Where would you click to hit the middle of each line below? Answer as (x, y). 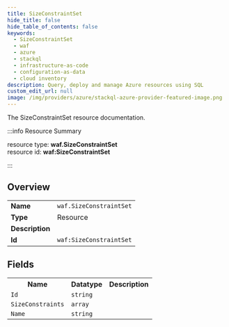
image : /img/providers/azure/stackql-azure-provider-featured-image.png (115, 98)
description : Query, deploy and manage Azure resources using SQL (105, 85)
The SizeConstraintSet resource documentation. (76, 118)
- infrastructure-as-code (51, 65)
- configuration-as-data (49, 72)
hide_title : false (34, 20)
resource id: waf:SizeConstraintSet (59, 152)
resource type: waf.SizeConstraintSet (62, 144)
